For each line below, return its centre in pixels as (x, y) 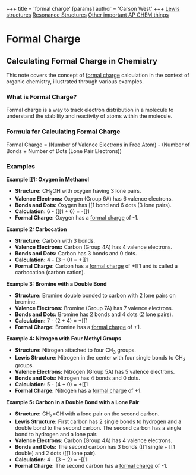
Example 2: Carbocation (37, 229)
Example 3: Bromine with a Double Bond (56, 284)
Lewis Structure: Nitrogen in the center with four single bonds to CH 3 (100, 358)
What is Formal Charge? (42, 96)
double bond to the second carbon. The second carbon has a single (98, 428)
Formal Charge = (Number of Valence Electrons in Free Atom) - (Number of (98, 145)
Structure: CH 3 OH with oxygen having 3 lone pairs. (78, 191)
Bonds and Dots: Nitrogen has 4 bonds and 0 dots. (78, 378)
